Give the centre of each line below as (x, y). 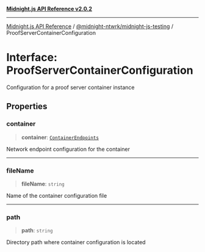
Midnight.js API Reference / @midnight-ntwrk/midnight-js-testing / (90, 26)
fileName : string (43, 184)
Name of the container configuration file (57, 195)
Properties (27, 106)
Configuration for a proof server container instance (70, 87)
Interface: (32, 58)
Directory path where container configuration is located (76, 242)
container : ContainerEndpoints (60, 137)
